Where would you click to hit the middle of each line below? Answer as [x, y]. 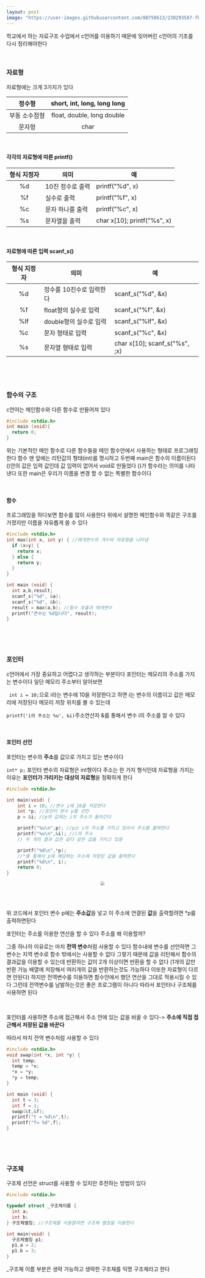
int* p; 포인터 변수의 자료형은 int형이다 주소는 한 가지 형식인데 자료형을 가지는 [100, 769]
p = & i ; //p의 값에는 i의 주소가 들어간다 [64, 817]
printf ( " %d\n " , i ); [42, 862]
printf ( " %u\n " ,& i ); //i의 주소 [55, 834]
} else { [23, 557]
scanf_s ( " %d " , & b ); [37, 602]
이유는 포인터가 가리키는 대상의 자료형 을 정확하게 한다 [70, 777]
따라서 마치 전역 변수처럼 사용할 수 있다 [53, 1037]
